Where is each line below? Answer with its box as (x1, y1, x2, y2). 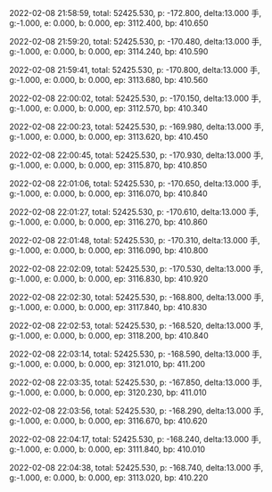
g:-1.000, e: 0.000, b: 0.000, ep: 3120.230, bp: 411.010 (9, 387, 207, 398)
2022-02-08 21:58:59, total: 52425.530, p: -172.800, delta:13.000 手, (9, 8, 261, 18)
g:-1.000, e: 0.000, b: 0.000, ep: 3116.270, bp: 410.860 (9, 217, 208, 227)
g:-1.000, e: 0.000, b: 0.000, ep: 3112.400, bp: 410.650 (9, 18, 209, 29)
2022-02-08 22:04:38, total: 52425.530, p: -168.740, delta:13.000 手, (9, 463, 264, 472)
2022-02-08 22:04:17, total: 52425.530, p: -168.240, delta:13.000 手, (9, 434, 261, 444)
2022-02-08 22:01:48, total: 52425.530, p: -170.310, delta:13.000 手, (9, 235, 260, 245)
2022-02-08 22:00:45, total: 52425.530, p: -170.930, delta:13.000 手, (9, 150, 264, 160)
